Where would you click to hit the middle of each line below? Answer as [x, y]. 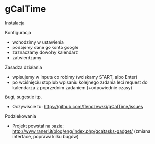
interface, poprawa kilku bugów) [45, 136]
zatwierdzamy [27, 57]
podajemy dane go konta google [45, 47]
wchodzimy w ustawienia [38, 42]
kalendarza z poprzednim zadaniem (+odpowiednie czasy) [72, 87]
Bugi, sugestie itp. [24, 97]
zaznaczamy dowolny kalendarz [45, 52]
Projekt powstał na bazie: [38, 126]
